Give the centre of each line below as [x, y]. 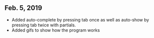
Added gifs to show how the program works [56, 30]
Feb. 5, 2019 [23, 8]
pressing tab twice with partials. [44, 25]
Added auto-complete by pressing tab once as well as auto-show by [80, 19]
